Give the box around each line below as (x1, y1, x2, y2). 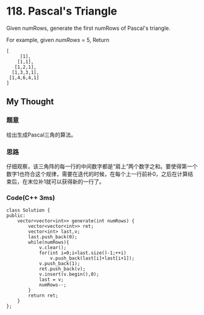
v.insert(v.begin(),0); (38, 271, 99, 278)
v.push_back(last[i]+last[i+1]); (49, 255, 135, 261)
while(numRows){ (28, 239, 69, 246)
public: (6, 213, 26, 219)
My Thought (6, 96, 54, 107)
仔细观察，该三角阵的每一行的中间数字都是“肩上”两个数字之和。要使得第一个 (6, 163, 198, 170)
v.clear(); (38, 245, 67, 251)
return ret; (28, 292, 59, 299)
